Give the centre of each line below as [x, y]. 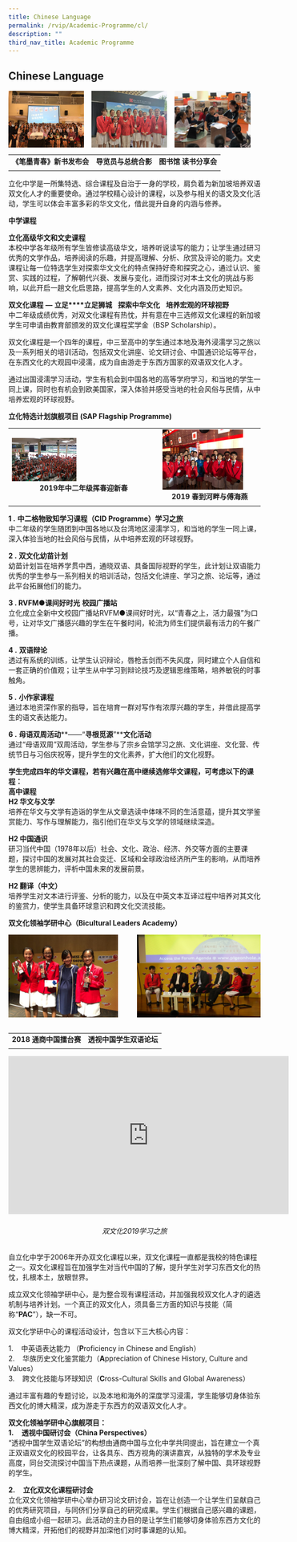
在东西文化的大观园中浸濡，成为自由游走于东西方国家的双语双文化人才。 [127, 362]
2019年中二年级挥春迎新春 [84, 488]
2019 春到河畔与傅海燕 [210, 497]
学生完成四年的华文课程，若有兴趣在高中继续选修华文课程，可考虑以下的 [127, 771]
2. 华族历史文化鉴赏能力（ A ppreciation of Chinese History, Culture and [128, 1359]
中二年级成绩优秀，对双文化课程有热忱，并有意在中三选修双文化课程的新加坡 [134, 315]
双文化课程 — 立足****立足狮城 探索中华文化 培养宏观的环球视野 [119, 304]
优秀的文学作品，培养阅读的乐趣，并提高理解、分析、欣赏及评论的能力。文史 [134, 258]
